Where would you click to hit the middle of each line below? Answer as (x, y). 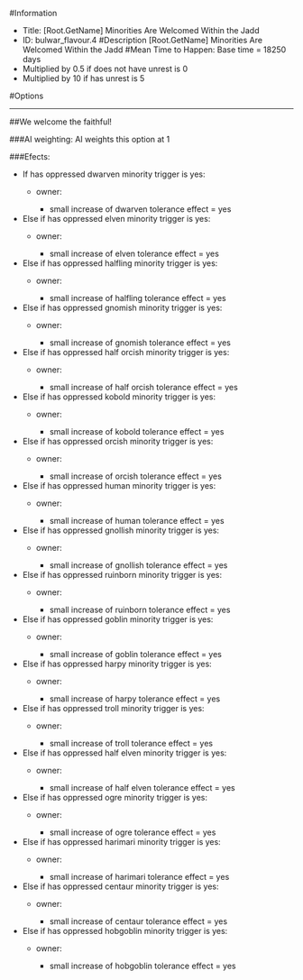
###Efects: (30, 156)
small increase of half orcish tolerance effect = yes (144, 387)
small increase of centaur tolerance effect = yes (138, 921)
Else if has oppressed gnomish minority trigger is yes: (122, 307)
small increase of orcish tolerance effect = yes (136, 476)
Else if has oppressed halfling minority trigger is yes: (120, 263)
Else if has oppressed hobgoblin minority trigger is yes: (125, 931)
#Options (27, 96)
